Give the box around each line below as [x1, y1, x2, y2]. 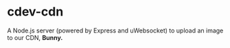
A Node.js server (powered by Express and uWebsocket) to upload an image [7, 26, 224, 34]
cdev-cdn [7, 4, 64, 20]
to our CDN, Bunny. [7, 33, 63, 41]
